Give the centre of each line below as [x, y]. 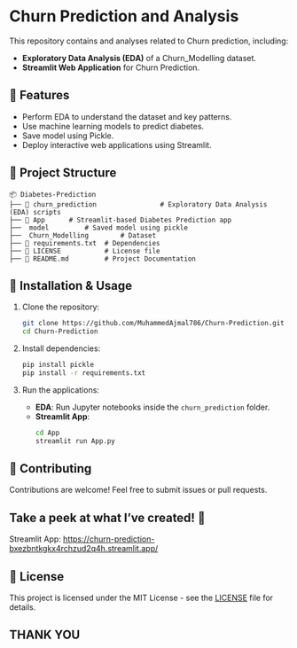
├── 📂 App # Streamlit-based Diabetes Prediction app [121, 220]
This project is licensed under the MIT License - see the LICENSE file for [141, 598]
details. [23, 607]
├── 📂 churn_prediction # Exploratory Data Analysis [138, 204]
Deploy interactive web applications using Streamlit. [117, 144]
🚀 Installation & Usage [71, 285]
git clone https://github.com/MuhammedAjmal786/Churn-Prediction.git [153, 324]
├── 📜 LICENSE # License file [85, 251]
